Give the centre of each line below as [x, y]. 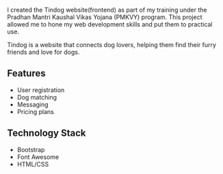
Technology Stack [47, 133]
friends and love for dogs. [43, 52]
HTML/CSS [33, 164]
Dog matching [37, 97]
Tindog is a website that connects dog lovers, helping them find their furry [112, 45]
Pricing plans [36, 111]
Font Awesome [38, 157]
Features [26, 73]
